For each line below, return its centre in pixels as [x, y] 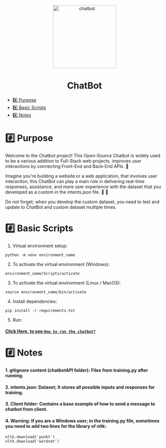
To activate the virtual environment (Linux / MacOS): [67, 283]
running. [14, 376]
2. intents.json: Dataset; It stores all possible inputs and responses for [80, 387]
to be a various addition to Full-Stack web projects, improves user [73, 161]
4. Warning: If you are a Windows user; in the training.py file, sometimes [82, 421]
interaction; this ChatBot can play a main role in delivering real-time [75, 181]
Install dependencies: [35, 301]
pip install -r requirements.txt [40, 310]
